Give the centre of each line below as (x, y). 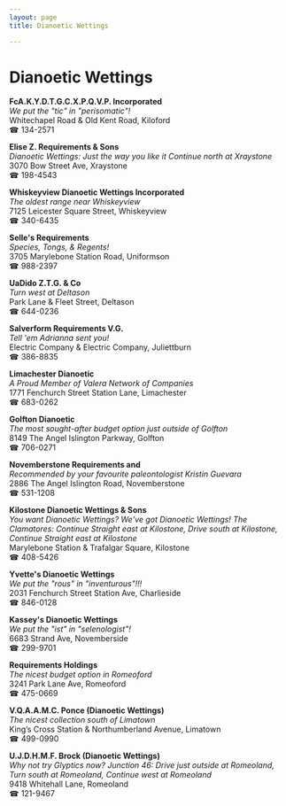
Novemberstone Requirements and (75, 465)
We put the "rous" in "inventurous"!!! (76, 584)
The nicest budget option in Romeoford (81, 675)
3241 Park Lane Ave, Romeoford (68, 684)
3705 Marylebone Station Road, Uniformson (89, 257)
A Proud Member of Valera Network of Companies (101, 384)
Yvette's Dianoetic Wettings (62, 574)
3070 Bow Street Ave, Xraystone (69, 166)
